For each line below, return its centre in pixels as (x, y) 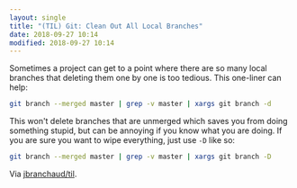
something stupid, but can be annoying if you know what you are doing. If (146, 130)
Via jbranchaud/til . (43, 174)
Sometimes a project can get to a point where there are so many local (138, 68)
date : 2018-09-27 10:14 (54, 34)
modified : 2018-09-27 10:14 (62, 43)
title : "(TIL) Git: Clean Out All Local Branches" (106, 26)
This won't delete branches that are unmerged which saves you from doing (148, 121)
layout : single (38, 18)
